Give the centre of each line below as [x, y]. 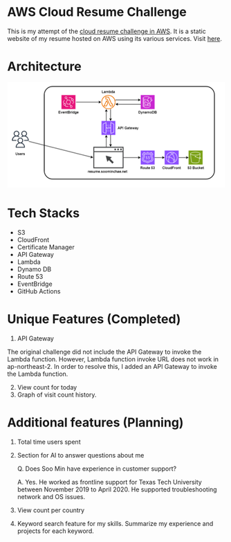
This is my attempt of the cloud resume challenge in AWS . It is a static [107, 31]
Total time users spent [49, 442]
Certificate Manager [46, 247]
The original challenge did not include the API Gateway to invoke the [104, 352]
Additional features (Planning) [95, 423]
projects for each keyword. [56, 531]
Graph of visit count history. [57, 395]
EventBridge [35, 284]
